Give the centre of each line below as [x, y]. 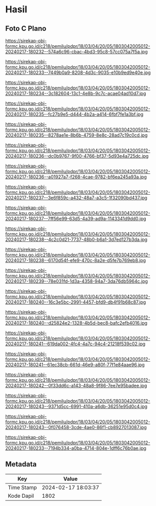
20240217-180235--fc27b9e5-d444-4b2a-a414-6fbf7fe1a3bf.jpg [74, 114]
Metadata [21, 464]
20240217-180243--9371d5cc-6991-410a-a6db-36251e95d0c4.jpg [76, 406]
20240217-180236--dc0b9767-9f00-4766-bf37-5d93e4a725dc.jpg [77, 156]
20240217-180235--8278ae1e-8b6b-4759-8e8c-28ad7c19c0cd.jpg [76, 135]
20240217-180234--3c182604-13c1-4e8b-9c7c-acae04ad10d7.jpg [76, 93]
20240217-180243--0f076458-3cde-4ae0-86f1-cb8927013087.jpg [76, 427]
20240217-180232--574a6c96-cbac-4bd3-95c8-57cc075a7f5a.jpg [76, 52]
